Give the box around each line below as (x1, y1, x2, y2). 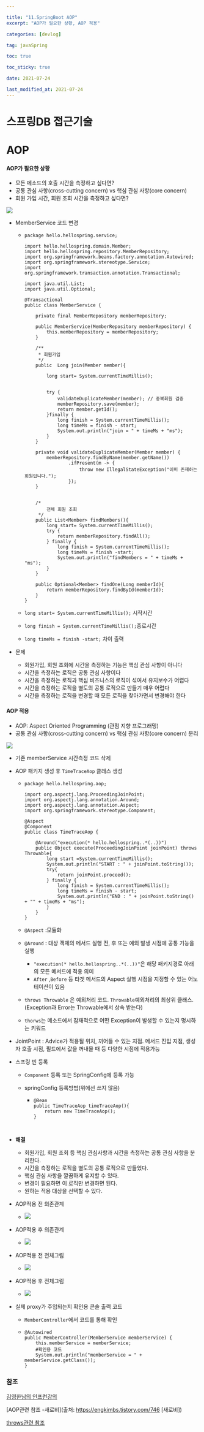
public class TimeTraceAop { (24, 829, 99, 835)
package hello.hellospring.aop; (24, 780, 107, 786)
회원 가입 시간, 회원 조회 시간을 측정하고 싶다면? (15, 194, 129, 202)
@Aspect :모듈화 (24, 926, 62, 934)
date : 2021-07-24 (6, 75, 51, 82)
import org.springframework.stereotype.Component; (24, 807, 156, 813)
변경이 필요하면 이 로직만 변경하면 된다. (24, 1179, 118, 1187)
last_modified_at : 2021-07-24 (6, 86, 84, 93)
